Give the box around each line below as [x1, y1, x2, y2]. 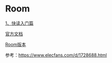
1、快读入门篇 [5, 20, 34, 26]
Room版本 [5, 41, 26, 47]
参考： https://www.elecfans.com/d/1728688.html [5, 52, 107, 58]
